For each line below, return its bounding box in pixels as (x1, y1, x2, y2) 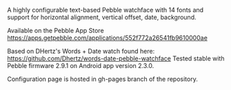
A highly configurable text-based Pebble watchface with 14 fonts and (7, 6, 204, 14)
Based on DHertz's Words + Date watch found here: (7, 47, 155, 55)
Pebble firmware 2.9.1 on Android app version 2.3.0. (7, 62, 154, 69)
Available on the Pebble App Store (7, 27, 105, 34)
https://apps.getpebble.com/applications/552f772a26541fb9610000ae (7, 34, 208, 42)
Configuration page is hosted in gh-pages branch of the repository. (7, 75, 198, 83)
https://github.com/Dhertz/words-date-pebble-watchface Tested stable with (7, 54, 225, 63)
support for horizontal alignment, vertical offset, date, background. (7, 13, 197, 21)
